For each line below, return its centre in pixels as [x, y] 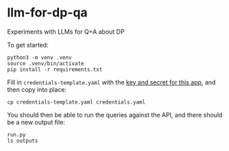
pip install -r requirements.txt [55, 69]
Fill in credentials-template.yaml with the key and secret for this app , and [111, 82]
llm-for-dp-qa [47, 13]
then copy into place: [37, 89]
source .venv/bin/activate [46, 63]
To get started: [28, 45]
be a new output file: [36, 122]
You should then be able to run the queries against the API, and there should [115, 115]
